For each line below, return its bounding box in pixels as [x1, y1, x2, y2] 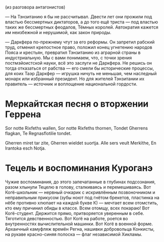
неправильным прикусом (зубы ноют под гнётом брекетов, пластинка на [5, 195, 160, 201]
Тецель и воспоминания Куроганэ [5, 162, 153, 174]
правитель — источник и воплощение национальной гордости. [5, 81, 137, 87]
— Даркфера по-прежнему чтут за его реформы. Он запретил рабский [5, 39, 155, 45]
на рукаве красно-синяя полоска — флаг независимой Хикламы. [5, 231, 142, 237]
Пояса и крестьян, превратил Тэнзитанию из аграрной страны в [5, 49, 141, 55]
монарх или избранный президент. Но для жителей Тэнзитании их [5, 76, 145, 81]
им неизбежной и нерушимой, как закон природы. [5, 30, 111, 35]
